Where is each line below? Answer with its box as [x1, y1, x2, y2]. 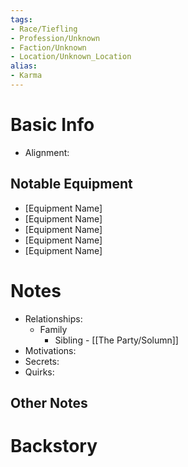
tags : [10, 14, 33, 25]
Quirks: [24, 366, 55, 378]
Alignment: [24, 146, 70, 158]
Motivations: [24, 344, 77, 356]
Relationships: [24, 312, 83, 325]
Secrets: [24, 355, 60, 367]
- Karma [10, 71, 43, 81]
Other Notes [10, 394, 88, 411]
